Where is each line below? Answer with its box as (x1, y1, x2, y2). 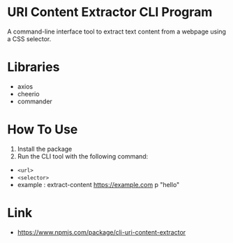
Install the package (17, 145, 73, 153)
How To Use (7, 121, 78, 138)
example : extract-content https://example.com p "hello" (17, 180, 180, 189)
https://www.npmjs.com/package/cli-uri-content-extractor (17, 228, 186, 236)
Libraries (7, 59, 60, 75)
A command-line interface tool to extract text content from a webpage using (7, 27, 227, 36)
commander (17, 97, 52, 105)
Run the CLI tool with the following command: (17, 152, 149, 161)
